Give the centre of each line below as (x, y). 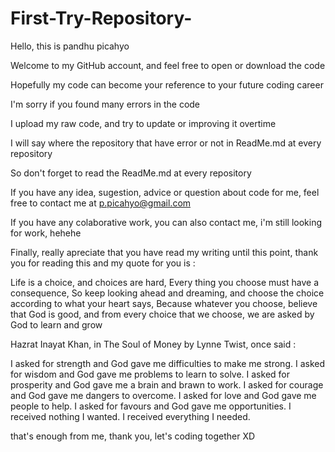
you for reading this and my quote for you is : (103, 263)
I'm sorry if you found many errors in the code (105, 104)
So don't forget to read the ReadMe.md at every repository (131, 173)
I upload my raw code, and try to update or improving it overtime (143, 123)
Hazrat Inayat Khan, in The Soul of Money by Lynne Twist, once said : (153, 344)
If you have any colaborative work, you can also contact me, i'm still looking (166, 222)
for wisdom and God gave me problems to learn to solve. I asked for (150, 374)
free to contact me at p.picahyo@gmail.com (101, 203)
